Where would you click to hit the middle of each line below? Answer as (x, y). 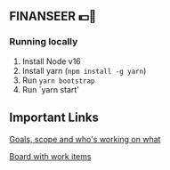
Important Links (54, 118)
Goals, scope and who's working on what (85, 139)
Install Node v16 (52, 61)
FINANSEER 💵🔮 (53, 16)
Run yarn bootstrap (58, 80)
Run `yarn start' (51, 89)
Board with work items (50, 156)
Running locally (44, 42)
